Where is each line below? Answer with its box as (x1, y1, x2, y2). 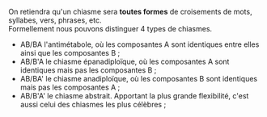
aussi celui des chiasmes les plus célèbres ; (19, 100, 167, 109)
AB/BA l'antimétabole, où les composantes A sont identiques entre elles (19, 40, 260, 49)
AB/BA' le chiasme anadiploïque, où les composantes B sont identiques (19, 74, 257, 83)
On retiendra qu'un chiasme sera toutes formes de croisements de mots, (8, 7, 252, 16)
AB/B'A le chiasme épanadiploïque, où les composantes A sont (19, 56, 230, 66)
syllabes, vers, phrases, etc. (8, 15, 102, 25)
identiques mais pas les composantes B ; (19, 65, 157, 75)
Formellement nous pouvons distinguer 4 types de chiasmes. (8, 24, 213, 33)
